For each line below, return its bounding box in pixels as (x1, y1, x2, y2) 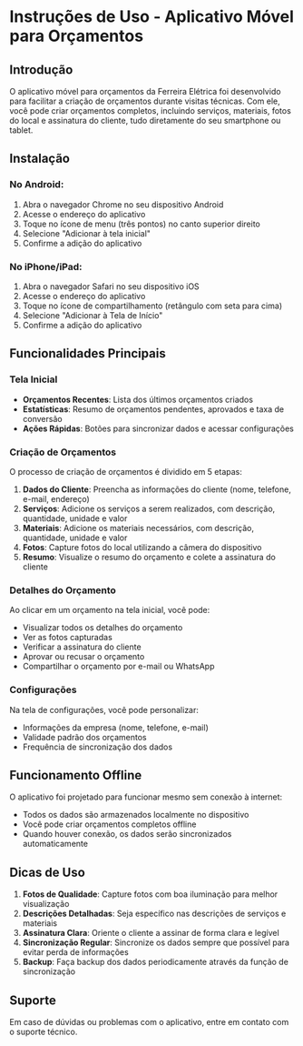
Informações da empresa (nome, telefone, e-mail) (22, 721, 209, 733)
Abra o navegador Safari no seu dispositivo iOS (22, 280, 200, 292)
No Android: (9, 178, 64, 191)
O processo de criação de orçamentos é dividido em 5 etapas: (9, 466, 242, 477)
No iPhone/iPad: (9, 260, 83, 273)
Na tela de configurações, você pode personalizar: (9, 704, 200, 715)
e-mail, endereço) (22, 493, 90, 504)
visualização (22, 899, 70, 910)
